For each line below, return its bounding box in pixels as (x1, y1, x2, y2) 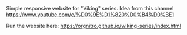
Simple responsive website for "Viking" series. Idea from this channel (6, 5, 174, 12)
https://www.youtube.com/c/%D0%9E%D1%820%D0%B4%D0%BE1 (6, 11, 175, 18)
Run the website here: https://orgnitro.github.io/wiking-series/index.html (6, 23, 181, 29)
